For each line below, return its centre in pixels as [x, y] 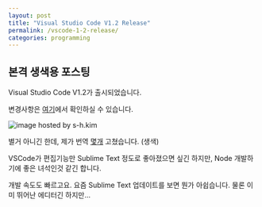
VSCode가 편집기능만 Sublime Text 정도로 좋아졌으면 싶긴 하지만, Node [120, 159]
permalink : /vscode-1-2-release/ [64, 30]
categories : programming [49, 38]
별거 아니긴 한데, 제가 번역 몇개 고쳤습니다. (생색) [84, 142]
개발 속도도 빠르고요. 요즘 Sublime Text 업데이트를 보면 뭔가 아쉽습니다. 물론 [127, 185]
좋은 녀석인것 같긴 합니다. [62, 168]
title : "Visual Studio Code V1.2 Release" [79, 23]
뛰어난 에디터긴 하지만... [54, 195]
